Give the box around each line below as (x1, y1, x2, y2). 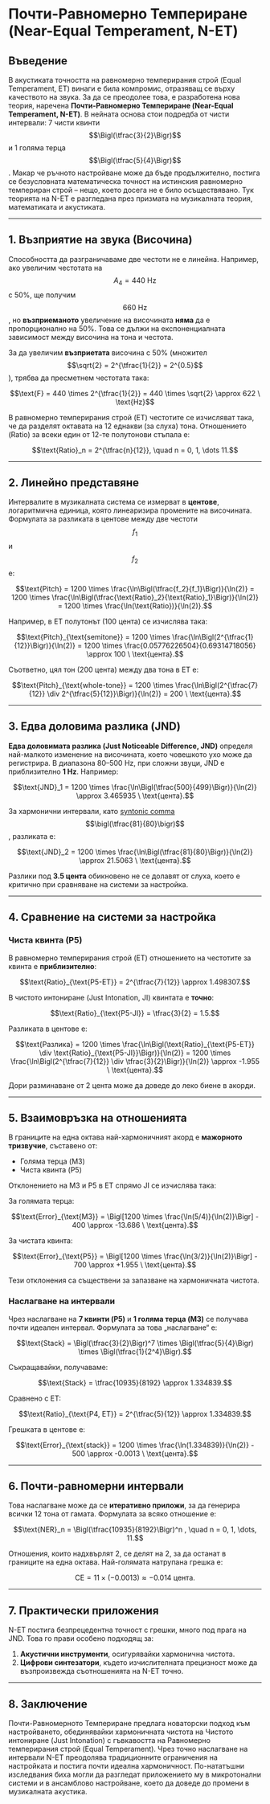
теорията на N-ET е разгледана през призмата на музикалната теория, (8, 194, 253, 203)
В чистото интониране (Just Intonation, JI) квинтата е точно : (8, 992, 215, 1002)
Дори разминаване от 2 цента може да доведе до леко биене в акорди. (8, 1080, 256, 1090)
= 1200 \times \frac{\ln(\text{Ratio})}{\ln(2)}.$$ (57, 601, 213, 611)
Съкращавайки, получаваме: (8, 1362, 108, 1372)
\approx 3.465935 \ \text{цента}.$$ (76, 791, 194, 800)
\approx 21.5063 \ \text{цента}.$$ (79, 855, 191, 865)
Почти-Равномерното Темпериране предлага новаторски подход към (8, 1719, 251, 1728)
